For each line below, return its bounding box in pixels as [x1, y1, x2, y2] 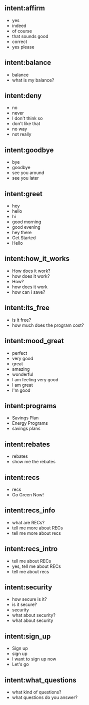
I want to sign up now [11, 656, 56, 662]
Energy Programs [11, 420, 48, 426]
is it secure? [11, 601, 37, 607]
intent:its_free [4, 304, 49, 312]
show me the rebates [11, 459, 56, 465]
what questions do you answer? [11, 694, 78, 700]
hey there [11, 230, 32, 236]
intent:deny [4, 92, 42, 100]
